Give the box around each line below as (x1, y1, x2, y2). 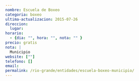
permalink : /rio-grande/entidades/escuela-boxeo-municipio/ (5, 68, 135, 73)
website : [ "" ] (5, 54, 35, 59)
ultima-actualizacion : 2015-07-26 (5, 17, 78, 22)
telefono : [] (5, 59, 33, 64)
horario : (5, 31, 24, 36)
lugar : (10, 26, 24, 31)
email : (5, 63, 19, 68)
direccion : (5, 21, 28, 27)
